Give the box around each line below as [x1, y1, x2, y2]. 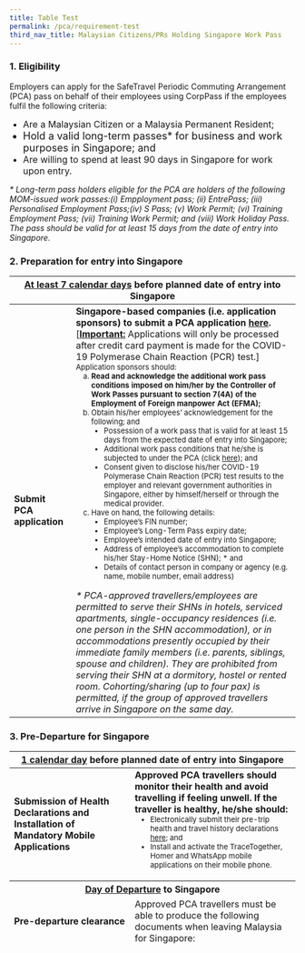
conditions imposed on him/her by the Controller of [91, 379, 277, 390]
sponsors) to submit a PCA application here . [75, 316, 271, 328]
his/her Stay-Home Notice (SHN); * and [103, 552, 243, 563]
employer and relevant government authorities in [103, 479, 272, 490]
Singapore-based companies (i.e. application [75, 305, 277, 317]
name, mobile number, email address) [103, 570, 235, 581]
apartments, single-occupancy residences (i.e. [75, 611, 278, 624]
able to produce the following [134, 909, 260, 922]
